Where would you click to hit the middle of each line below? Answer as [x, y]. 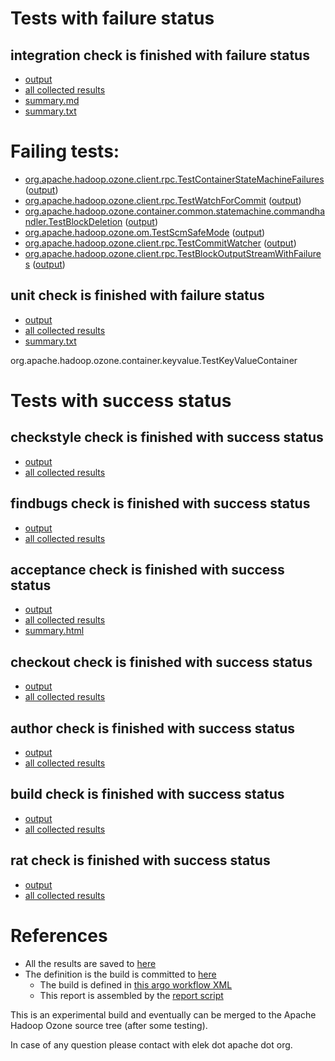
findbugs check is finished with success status [160, 503]
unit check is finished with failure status [137, 295]
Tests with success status [121, 400]
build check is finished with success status [147, 794]
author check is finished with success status [153, 728]
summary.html [54, 631]
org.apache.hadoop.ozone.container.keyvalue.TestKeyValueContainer [154, 360]
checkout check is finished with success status [161, 662]
